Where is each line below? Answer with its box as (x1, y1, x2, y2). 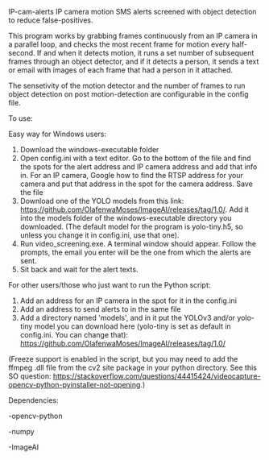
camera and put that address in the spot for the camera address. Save (19, 179, 254, 189)
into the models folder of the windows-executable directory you (19, 213, 232, 222)
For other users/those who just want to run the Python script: (8, 280, 211, 289)
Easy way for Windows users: (8, 129, 107, 139)
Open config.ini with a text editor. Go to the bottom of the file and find (19, 153, 251, 163)
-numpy (8, 427, 35, 436)
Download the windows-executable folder (19, 145, 159, 154)
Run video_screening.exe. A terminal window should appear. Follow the (19, 239, 256, 248)
